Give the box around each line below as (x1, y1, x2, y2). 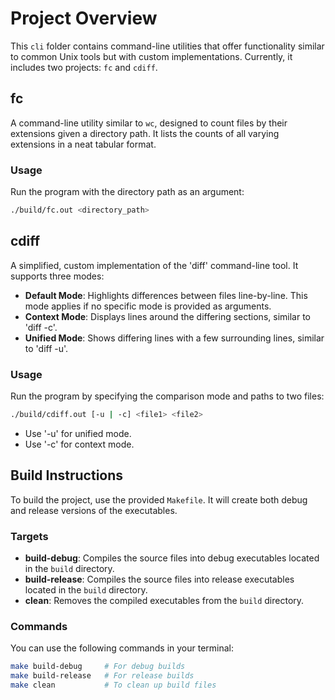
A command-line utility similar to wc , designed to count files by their (10, 117, 288, 129)
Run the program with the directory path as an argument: (10, 186, 245, 198)
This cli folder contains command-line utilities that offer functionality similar (10, 40, 325, 52)
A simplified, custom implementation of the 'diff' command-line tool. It (10, 259, 299, 271)
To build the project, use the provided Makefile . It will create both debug (10, 493, 308, 506)
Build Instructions (10, 467, 124, 484)
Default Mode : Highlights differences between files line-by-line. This (24, 289, 308, 301)
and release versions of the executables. (10, 504, 178, 516)
